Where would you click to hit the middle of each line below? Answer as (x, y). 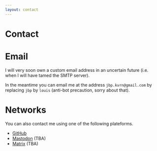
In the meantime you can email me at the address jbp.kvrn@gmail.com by (78, 85)
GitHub (19, 133)
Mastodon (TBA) (29, 138)
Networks (26, 110)
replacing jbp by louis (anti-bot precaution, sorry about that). (67, 90)
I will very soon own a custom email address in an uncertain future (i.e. (77, 70)
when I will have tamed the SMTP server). (47, 75)
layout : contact (22, 10)
